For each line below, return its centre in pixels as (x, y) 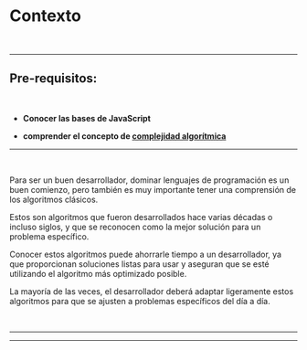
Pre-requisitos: (53, 79)
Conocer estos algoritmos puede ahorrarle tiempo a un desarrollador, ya (145, 254)
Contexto (46, 16)
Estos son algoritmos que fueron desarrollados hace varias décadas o (141, 217)
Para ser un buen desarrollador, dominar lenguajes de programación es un (149, 180)
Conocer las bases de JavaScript (86, 118)
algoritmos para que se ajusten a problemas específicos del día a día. (140, 301)
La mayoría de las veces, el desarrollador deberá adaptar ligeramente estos (152, 291)
